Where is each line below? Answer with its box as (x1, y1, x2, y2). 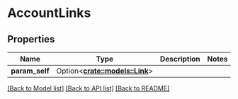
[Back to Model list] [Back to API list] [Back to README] (7, 84, 170, 93)
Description (159, 54, 200, 64)
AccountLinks (7, 5, 91, 21)
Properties (7, 33, 55, 45)
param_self (11, 66, 50, 76)
